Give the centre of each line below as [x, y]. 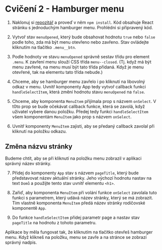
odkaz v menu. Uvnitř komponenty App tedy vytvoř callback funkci [79, 86]
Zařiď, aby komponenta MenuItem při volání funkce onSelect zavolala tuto [84, 192]
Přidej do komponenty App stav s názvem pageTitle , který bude [75, 173]
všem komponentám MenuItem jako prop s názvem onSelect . [72, 117]
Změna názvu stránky [39, 147]
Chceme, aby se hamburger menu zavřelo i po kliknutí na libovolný [79, 82]
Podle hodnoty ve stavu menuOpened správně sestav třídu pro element [81, 56]
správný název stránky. [28, 163]
